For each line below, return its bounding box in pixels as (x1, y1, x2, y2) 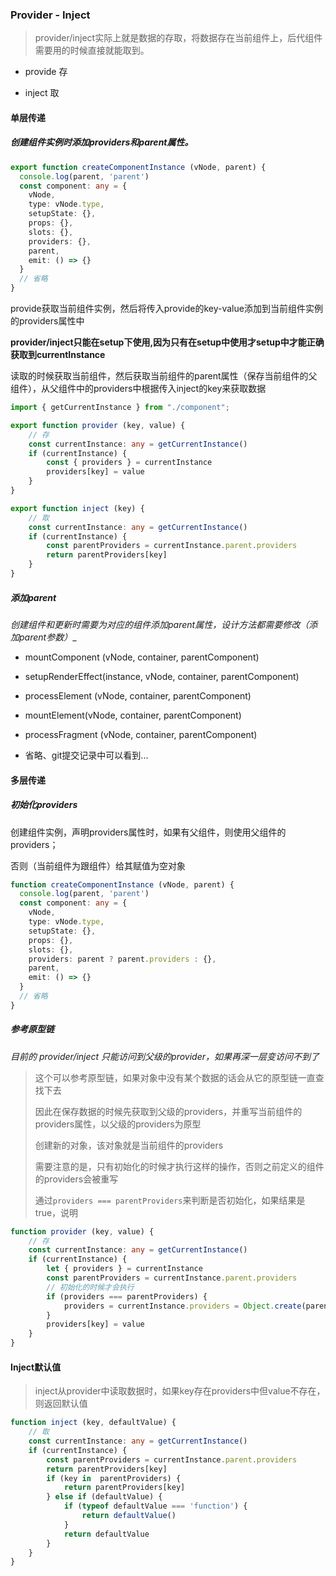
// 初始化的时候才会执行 (46, 1282, 135, 1292)
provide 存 (24, 66, 68, 78)
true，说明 (34, 1206, 79, 1218)
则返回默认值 (34, 1398, 88, 1410)
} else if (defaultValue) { (46, 1492, 163, 1502)
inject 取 (24, 87, 60, 99)
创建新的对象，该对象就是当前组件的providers (34, 1139, 224, 1151)
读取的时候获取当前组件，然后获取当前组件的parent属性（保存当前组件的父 (10, 370, 318, 382)
